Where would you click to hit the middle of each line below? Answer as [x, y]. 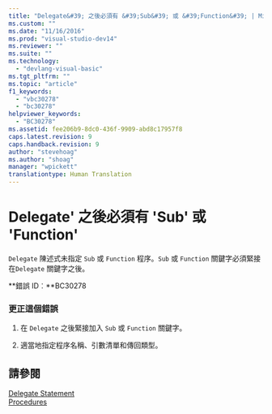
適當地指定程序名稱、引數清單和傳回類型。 [91, 345]
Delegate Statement [42, 394]
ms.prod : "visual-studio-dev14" [63, 39]
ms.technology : [34, 62]
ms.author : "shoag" [41, 159]
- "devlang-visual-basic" [59, 69]
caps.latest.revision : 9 [50, 136]
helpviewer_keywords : [45, 114]
